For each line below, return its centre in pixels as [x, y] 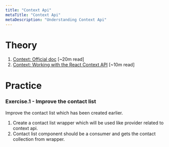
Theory [21, 45]
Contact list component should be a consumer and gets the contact [84, 134]
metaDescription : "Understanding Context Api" [56, 20]
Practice [24, 86]
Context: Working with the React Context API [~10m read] [74, 65]
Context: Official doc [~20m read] [49, 59]
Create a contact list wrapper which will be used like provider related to [88, 123]
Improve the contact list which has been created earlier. [64, 113]
